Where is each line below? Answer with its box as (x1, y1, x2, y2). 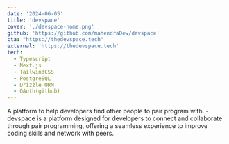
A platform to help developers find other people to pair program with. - (7, 107, 210, 115)
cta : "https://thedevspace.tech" (7, 36, 104, 43)
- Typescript (13, 56, 51, 63)
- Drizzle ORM (13, 81, 54, 88)
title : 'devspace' (7, 17, 60, 24)
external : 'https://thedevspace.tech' (7, 42, 119, 49)
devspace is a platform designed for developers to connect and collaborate (7, 114, 223, 122)
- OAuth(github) (13, 88, 60, 95)
